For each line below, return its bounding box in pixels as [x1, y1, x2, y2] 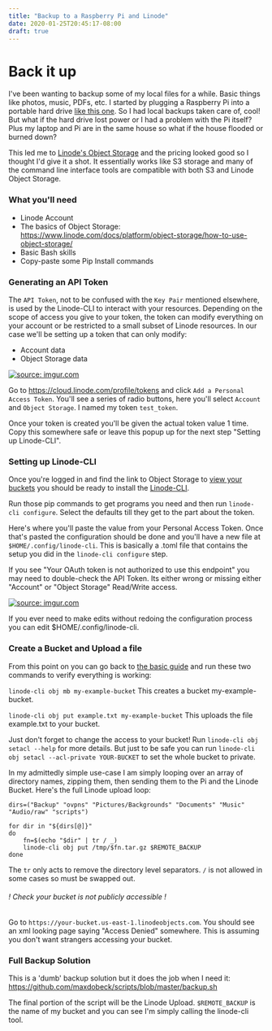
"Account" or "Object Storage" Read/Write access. [8, 583, 178, 592]
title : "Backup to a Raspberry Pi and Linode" [8, 11, 169, 20]
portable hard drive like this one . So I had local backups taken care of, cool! [8, 107, 261, 116]
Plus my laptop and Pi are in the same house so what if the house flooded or [8, 124, 264, 133]
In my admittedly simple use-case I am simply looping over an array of [8, 767, 244, 777]
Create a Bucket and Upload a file [8, 643, 143, 654]
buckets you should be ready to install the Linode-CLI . [8, 483, 190, 493]
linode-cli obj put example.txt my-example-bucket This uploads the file [8, 710, 253, 720]
